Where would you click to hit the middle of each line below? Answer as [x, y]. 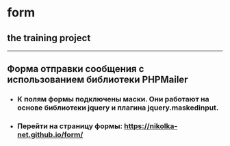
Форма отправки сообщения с [76, 69]
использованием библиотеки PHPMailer [98, 80]
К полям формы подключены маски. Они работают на [113, 99]
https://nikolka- [151, 126]
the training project [49, 38]
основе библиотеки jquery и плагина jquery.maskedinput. [118, 108]
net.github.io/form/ [50, 135]
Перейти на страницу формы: [70, 126]
